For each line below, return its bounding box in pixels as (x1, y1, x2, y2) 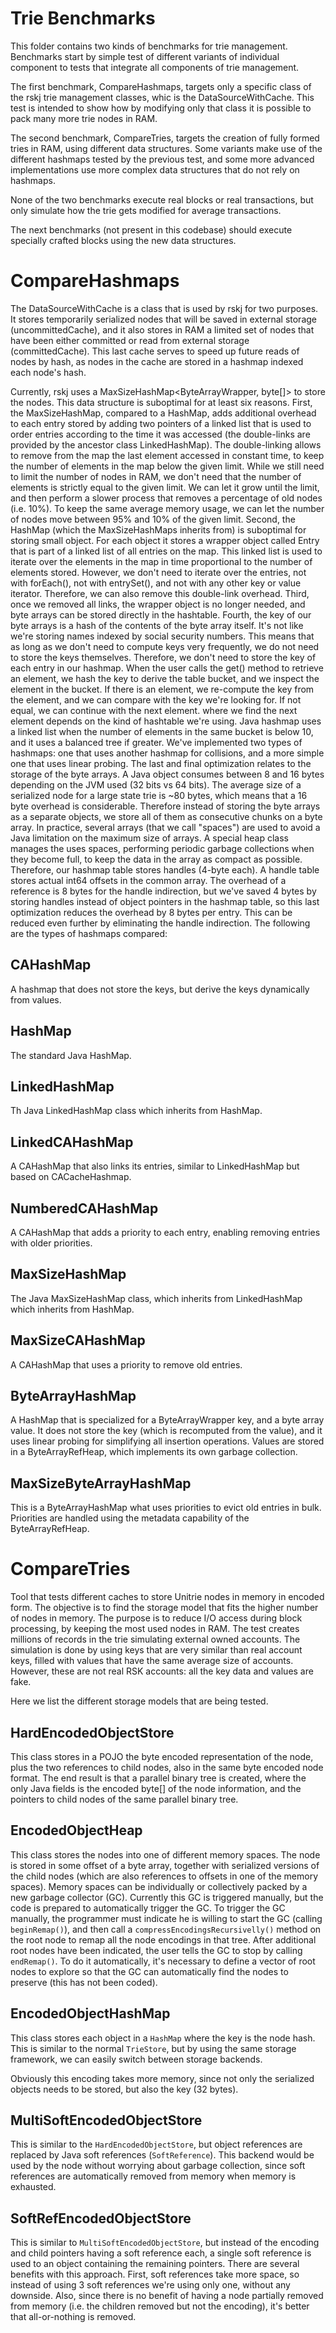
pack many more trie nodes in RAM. (10, 112, 158, 124)
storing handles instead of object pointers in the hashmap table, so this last (10, 895, 320, 907)
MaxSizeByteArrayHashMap (10, 1475, 192, 1492)
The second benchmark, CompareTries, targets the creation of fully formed (10, 132, 320, 144)
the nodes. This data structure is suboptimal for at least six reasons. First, (10, 396, 313, 408)
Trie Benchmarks (10, 7, 156, 30)
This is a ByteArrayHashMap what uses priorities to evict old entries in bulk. (10, 1502, 322, 1514)
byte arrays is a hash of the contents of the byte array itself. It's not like (10, 619, 304, 631)
